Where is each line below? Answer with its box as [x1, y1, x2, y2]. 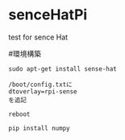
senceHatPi [8, 6, 88, 24]
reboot [8, 110, 31, 118]
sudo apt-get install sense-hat [8, 64, 117, 73]
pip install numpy [8, 124, 70, 132]
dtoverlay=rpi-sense [8, 87, 78, 96]
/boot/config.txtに [8, 80, 73, 89]
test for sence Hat [8, 32, 69, 42]
